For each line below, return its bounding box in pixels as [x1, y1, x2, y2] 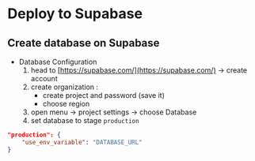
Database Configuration [18, 57, 97, 66]
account [30, 74, 58, 83]
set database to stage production [30, 116, 139, 125]
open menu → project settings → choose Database [30, 107, 197, 117]
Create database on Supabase [7, 36, 160, 50]
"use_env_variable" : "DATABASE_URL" [21, 138, 143, 146]
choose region [42, 99, 90, 108]
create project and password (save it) [42, 91, 166, 99]
